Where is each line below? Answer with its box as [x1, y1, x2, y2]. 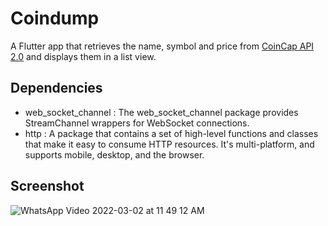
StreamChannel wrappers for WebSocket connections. [24, 117, 250, 129]
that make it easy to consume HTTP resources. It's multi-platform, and [24, 138, 315, 150]
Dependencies [10, 80, 103, 97]
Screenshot [10, 178, 85, 195]
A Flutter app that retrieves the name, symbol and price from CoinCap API [10, 40, 315, 52]
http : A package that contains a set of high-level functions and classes [24, 127, 319, 139]
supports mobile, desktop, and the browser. [24, 148, 205, 161]
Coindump [10, 7, 100, 30]
